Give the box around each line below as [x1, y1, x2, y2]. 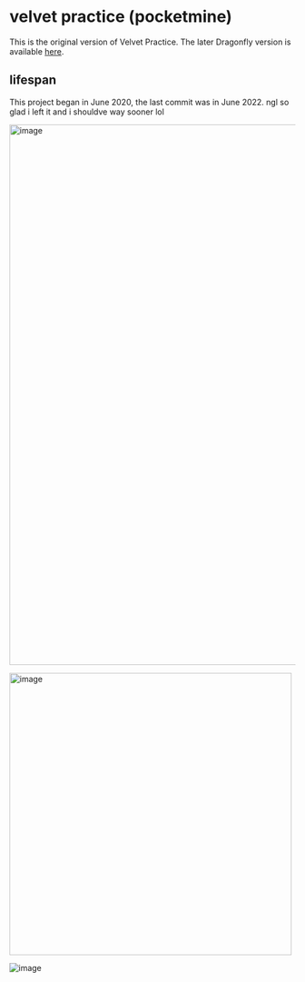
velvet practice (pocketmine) [9, 6, 233, 27]
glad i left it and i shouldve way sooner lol [9, 106, 165, 117]
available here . [9, 45, 64, 56]
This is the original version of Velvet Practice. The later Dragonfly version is [9, 36, 291, 47]
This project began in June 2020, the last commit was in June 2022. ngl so [9, 96, 290, 107]
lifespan [9, 73, 57, 88]
